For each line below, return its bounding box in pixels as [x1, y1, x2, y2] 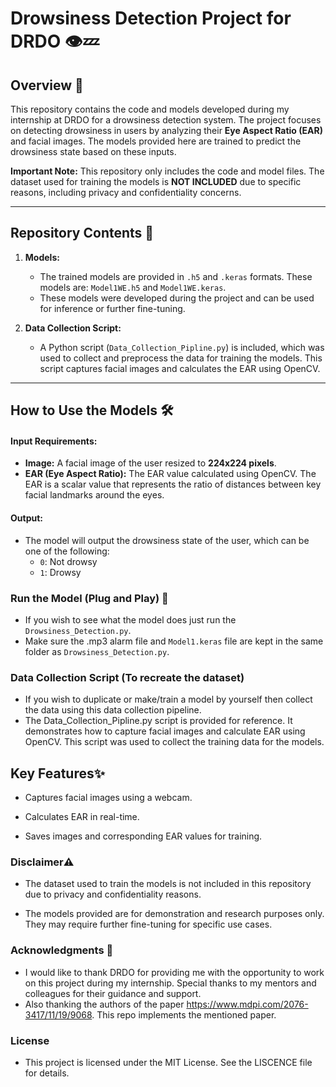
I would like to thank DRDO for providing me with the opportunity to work [24, 966, 325, 978]
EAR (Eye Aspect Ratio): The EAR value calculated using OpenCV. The [24, 468, 317, 480]
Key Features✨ [10, 765, 106, 782]
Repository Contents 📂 [10, 225, 155, 242]
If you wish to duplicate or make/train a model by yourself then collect [24, 693, 313, 706]
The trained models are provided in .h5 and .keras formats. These [39, 270, 313, 282]
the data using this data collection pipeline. [24, 704, 202, 716]
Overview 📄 [10, 77, 84, 94]
